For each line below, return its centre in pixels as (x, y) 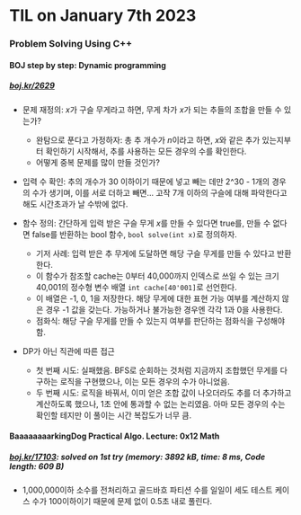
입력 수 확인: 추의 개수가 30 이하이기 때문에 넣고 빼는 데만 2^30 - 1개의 (146, 182)
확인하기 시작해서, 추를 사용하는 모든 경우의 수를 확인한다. (146, 151)
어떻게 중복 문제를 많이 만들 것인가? (97, 162)
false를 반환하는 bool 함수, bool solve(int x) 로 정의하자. (135, 234)
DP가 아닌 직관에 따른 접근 (68, 351)
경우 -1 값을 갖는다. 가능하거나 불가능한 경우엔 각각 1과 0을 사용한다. (164, 309)
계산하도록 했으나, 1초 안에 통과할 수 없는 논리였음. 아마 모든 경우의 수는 (160, 404)
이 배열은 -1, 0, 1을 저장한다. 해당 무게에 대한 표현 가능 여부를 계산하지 (158, 298)
